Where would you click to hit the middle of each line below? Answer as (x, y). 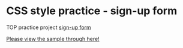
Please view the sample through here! (53, 39)
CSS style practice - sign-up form (92, 11)
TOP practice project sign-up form (49, 27)
